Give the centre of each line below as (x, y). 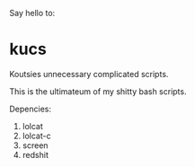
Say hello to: (32, 13)
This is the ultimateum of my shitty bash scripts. (98, 91)
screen (35, 145)
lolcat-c (36, 136)
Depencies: (31, 109)
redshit (35, 154)
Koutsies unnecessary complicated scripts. (89, 74)
